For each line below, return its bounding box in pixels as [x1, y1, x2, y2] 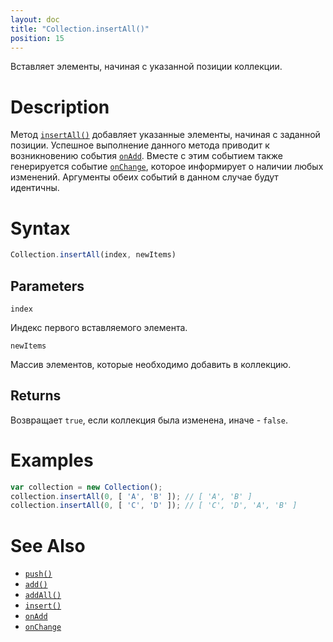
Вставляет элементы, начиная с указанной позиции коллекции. [10, 61, 283, 73]
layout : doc [10, 14, 60, 25]
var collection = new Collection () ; [10, 482, 163, 492]
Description [10, 96, 110, 118]
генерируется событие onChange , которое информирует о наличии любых [10, 161, 324, 173]
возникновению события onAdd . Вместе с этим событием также [10, 150, 284, 162]
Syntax [10, 217, 71, 240]
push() [24, 569, 53, 580]
